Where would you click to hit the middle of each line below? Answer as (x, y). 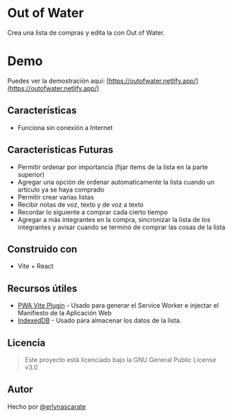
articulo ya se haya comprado (61, 190)
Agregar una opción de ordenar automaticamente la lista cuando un (116, 182)
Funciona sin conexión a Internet (65, 127)
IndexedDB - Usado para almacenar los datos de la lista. (99, 320)
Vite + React (36, 266)
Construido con (42, 249)
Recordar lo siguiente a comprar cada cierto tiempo (93, 212)
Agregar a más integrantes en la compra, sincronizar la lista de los (114, 219)
